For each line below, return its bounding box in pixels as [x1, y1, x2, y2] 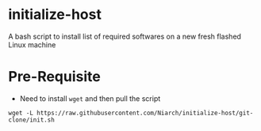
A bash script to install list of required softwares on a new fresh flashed [8, 32, 242, 41]
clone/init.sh [8, 116, 56, 124]
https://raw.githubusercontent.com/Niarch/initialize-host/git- [36, 109, 254, 117]
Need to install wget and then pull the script [19, 93, 161, 103]
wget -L [8, 109, 34, 117]
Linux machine [8, 39, 56, 49]
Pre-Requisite [8, 68, 101, 86]
